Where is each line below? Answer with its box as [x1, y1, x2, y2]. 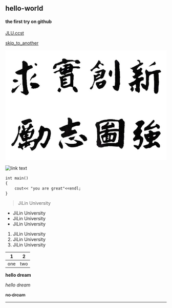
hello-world [5, 4, 44, 13]
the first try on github [5, 18, 52, 25]
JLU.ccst [5, 30, 24, 36]
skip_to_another [5, 40, 39, 46]
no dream [5, 292, 26, 298]
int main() [5, 176, 29, 181]
